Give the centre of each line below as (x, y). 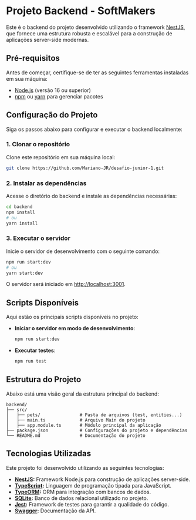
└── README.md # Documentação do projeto (76, 435)
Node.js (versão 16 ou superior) (53, 90)
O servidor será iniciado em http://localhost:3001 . (66, 284)
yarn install (22, 223)
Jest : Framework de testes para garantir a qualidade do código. (92, 504)
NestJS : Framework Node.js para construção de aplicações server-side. (102, 479)
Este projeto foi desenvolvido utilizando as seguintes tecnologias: (85, 468)
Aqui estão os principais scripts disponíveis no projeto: (72, 317)
